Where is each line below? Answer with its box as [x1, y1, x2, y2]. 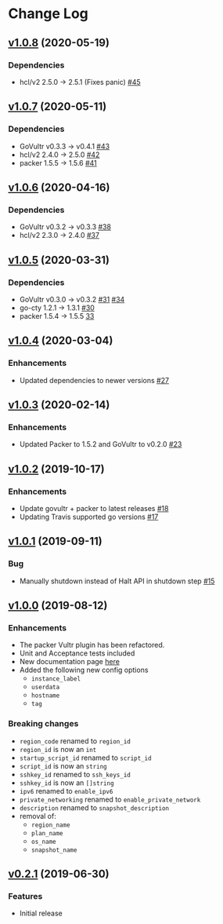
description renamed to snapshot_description [19, 802, 170, 813]
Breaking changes [8, 718, 79, 729]
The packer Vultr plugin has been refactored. [19, 641, 165, 650]
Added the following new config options [19, 665, 149, 675]
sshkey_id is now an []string [19, 778, 115, 787]
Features [8, 890, 43, 901]
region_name [31, 821, 70, 829]
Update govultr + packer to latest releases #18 [19, 504, 169, 513]
